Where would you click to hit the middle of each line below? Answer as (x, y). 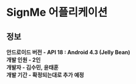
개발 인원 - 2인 (23, 60)
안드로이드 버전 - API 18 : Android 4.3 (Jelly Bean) (68, 52)
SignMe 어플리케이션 (57, 12)
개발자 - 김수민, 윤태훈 (33, 67)
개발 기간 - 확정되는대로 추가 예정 (45, 75)
